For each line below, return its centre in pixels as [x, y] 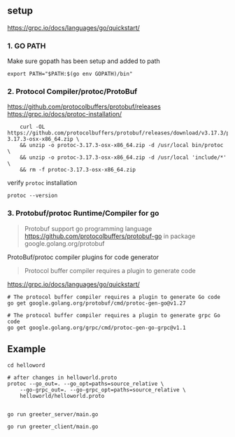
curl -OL [33, 127]
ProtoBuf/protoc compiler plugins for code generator [83, 257]
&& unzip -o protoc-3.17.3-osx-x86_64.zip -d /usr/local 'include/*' [123, 158]
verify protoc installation [42, 183]
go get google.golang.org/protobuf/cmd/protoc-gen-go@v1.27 [97, 303]
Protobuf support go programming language [88, 228]
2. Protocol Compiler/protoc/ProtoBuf [72, 92]
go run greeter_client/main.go [53, 426]
